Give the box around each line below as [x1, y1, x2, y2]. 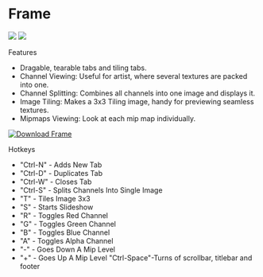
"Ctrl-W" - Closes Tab [19, 177, 92, 186]
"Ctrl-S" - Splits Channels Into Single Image [19, 185, 163, 195]
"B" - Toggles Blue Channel [19, 228, 110, 237]
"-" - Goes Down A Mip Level [19, 244, 115, 254]
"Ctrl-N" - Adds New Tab [19, 160, 102, 170]
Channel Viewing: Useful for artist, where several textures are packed [19, 71, 248, 80]
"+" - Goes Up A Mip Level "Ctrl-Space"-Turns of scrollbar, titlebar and [19, 252, 253, 263]
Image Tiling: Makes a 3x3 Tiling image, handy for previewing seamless [19, 96, 254, 106]
